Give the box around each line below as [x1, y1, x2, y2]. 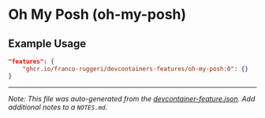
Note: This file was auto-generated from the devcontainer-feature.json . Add [8, 94, 256, 103]
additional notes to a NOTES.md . [8, 102, 108, 112]
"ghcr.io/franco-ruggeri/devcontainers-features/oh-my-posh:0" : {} [22, 65, 248, 72]
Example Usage [8, 37, 87, 50]
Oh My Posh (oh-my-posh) [8, 6, 187, 24]
